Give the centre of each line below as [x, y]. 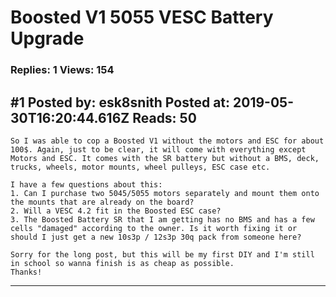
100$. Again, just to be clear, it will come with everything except [158, 149]
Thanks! [26, 272]
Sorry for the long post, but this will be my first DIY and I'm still [162, 254]
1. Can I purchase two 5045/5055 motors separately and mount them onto [165, 193]
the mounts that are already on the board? [102, 202]
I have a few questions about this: [86, 184]
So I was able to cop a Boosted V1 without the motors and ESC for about [167, 141]
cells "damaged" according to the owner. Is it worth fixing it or [154, 228]
